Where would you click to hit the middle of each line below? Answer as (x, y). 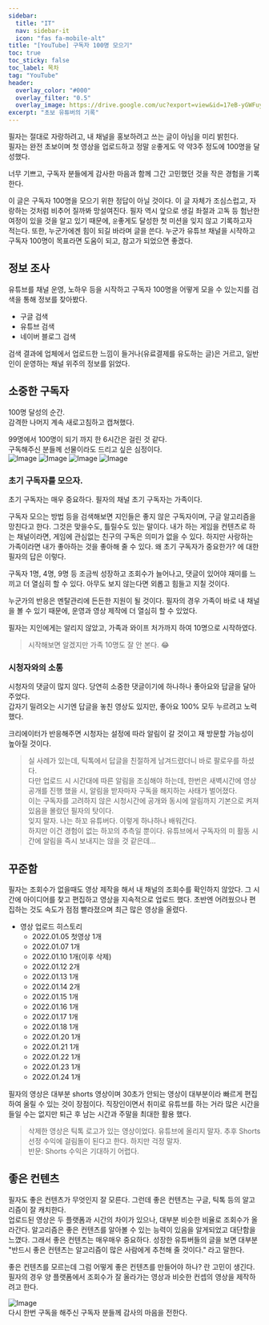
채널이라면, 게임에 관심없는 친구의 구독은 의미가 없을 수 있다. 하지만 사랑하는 (135, 536)
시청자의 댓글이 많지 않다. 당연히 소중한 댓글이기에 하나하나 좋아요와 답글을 (125, 687)
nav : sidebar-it (42, 30)
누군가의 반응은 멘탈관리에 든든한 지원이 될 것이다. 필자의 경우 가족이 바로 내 (127, 600)
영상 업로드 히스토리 (51, 926)
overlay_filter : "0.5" (53, 98)
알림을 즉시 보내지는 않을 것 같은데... (99, 841)
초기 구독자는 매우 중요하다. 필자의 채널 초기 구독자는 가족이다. (105, 499)
